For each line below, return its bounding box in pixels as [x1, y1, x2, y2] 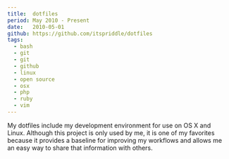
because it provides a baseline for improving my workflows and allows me [7, 136, 223, 144]
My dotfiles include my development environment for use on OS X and [7, 121, 211, 129]
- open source [13, 75, 55, 83]
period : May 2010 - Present [7, 17, 90, 24]
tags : [7, 37, 23, 44]
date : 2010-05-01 [7, 23, 65, 30]
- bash [13, 43, 33, 50]
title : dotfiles [7, 10, 58, 18]
